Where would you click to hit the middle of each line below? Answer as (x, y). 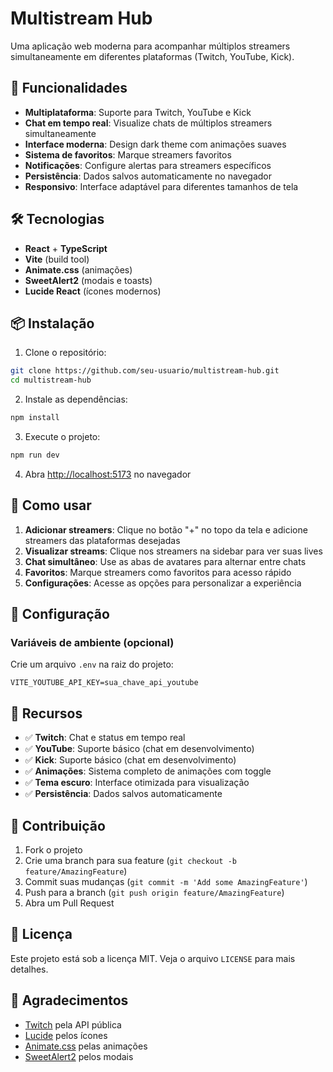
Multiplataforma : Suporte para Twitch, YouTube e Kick (138, 112)
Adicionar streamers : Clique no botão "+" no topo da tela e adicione (166, 529)
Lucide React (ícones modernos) (93, 291)
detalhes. (29, 969)
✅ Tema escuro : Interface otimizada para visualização (137, 783)
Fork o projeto (53, 850)
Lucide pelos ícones (66, 1035)
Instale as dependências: (76, 399)
